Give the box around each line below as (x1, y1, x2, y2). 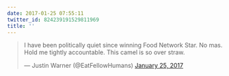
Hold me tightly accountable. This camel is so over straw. (23, 48, 185, 56)
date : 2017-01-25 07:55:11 (7, 9, 84, 17)
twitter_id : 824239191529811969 (7, 16, 99, 23)
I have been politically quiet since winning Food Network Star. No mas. (23, 41, 223, 50)
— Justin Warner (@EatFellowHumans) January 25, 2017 (23, 62, 183, 70)
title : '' (7, 22, 36, 29)
